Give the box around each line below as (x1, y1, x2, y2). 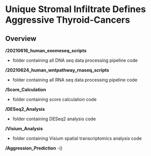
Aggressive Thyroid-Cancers (5, 14, 130, 26)
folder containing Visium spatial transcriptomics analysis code (12, 135, 142, 141)
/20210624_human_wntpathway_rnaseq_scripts (5, 67, 110, 73)
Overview (5, 34, 37, 43)
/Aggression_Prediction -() (5, 145, 63, 151)
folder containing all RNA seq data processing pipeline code (12, 77, 138, 83)
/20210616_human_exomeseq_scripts (5, 48, 87, 53)
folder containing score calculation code (12, 97, 97, 102)
